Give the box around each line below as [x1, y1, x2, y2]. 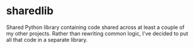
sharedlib [6, 4, 54, 18]
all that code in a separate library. [6, 36, 88, 43]
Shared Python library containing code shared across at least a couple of [6, 24, 185, 31]
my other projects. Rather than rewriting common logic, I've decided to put [6, 30, 189, 37]
